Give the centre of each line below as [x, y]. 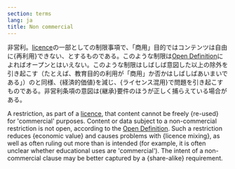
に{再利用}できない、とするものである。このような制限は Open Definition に [115, 56]
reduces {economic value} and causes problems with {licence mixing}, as [114, 136]
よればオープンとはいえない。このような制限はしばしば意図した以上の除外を [118, 65]
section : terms [29, 14]
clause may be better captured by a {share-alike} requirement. [133, 159]
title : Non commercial [40, 27]
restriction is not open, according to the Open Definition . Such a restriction [115, 128]
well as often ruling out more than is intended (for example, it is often [107, 143]
